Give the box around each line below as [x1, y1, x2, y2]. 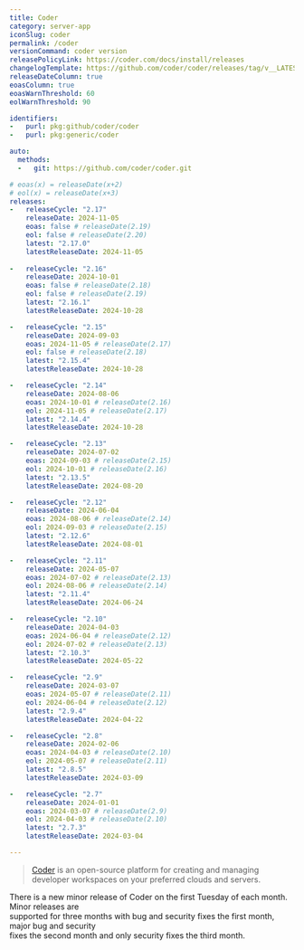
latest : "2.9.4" [25, 707, 88, 716]
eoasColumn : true [9, 81, 75, 90]
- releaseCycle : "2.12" [9, 498, 107, 507]
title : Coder [9, 13, 59, 23]
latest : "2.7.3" [25, 823, 88, 832]
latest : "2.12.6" [25, 531, 91, 540]
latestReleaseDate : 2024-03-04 [25, 831, 144, 841]
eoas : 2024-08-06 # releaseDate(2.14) [25, 515, 172, 524]
